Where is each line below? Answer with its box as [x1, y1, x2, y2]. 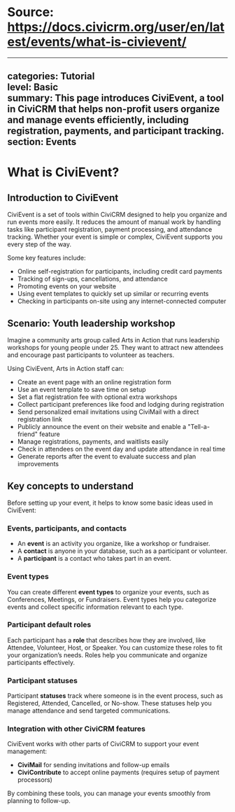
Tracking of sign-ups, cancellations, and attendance [17, 274, 168, 283]
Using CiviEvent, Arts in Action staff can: [7, 365, 124, 373]
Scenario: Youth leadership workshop [7, 317, 176, 329]
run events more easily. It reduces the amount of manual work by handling [7, 218, 222, 226]
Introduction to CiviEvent [7, 192, 119, 204]
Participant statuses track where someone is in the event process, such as [7, 692, 224, 700]
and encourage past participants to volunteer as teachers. [7, 351, 175, 359]
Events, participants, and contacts [7, 523, 127, 533]
